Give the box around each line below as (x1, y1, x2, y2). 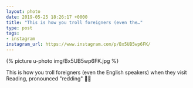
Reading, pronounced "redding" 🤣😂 (6, 75, 92, 82)
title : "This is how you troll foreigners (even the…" (6, 19, 143, 25)
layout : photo (6, 8, 41, 15)
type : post (6, 25, 33, 31)
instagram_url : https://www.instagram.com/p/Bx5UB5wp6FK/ (6, 42, 151, 48)
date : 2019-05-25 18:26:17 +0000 (6, 14, 88, 20)
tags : (6, 31, 19, 36)
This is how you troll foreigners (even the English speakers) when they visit (6, 69, 187, 76)
